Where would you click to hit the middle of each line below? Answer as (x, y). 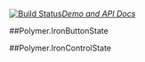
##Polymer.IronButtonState (59, 31)
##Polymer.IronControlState (60, 48)
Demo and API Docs (99, 14)
